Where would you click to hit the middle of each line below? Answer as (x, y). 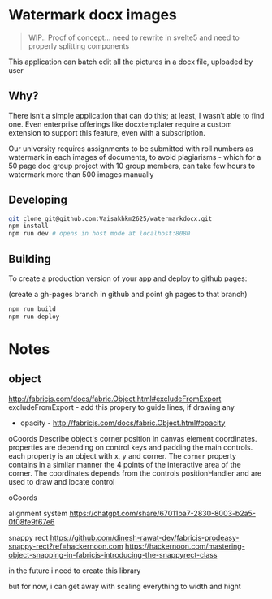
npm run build (32, 309)
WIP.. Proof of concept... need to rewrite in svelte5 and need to (134, 37)
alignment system (38, 513)
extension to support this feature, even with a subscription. (107, 132)
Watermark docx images (93, 15)
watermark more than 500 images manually (81, 174)
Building (30, 259)
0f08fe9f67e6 (32, 522)
